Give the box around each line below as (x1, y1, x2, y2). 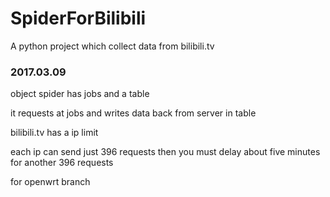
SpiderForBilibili (10, 7, 147, 30)
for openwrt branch (10, 176, 91, 188)
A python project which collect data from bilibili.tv (10, 40, 215, 52)
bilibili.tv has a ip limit (10, 127, 99, 139)
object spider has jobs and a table (10, 88, 150, 100)
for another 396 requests (10, 157, 114, 169)
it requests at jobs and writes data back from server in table (10, 107, 257, 119)
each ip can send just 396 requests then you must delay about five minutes (10, 146, 321, 158)
